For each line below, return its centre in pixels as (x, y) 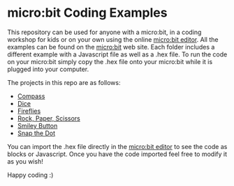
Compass (31, 96)
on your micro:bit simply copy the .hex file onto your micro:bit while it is (110, 61)
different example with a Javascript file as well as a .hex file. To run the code (117, 54)
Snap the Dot (36, 133)
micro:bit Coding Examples (87, 13)
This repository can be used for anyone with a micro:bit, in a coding (104, 32)
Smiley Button (37, 125)
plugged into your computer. (48, 69)
